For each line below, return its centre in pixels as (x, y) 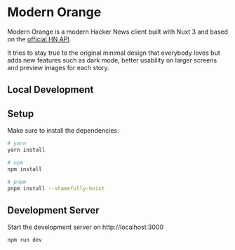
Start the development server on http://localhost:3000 (85, 227)
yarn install (26, 150)
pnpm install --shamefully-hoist (56, 188)
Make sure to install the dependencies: (63, 131)
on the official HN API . (39, 39)
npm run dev (25, 240)
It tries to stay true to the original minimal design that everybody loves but (114, 53)
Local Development (51, 90)
